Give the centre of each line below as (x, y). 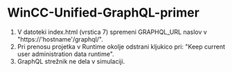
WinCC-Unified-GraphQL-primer (103, 13)
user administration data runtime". (65, 54)
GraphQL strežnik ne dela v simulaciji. (71, 61)
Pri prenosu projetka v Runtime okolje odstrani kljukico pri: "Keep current (121, 46)
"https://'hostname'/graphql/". (60, 39)
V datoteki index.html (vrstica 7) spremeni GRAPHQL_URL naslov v (112, 32)
